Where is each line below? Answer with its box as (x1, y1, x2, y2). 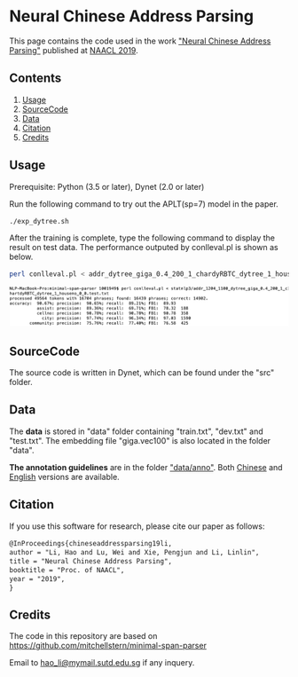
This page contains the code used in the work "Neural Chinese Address (9, 35, 271, 46)
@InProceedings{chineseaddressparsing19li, (9, 539, 173, 547)
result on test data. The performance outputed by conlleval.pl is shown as (9, 242, 278, 253)
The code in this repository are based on (9, 631, 158, 642)
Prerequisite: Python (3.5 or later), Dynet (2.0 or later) (9, 181, 205, 192)
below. (9, 251, 34, 263)
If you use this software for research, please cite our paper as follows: (9, 521, 265, 531)
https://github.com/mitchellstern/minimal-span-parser (9, 641, 207, 651)
